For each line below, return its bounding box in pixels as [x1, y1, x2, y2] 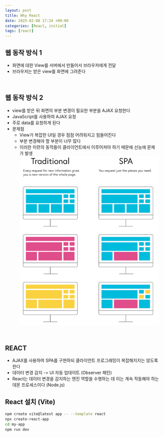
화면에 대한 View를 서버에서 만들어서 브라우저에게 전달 [12, 62, 116, 68]
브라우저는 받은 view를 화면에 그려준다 [12, 68, 86, 74]
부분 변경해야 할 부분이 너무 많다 [19, 138, 81, 144]
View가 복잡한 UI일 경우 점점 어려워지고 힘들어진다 [19, 132, 116, 138]
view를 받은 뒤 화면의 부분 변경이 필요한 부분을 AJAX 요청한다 [12, 108, 130, 113]
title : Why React [5, 13, 41, 18]
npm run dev [5, 427, 29, 432]
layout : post [5, 8, 32, 13]
